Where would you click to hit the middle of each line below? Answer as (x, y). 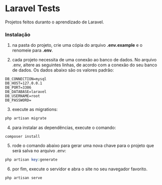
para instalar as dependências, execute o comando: (64, 128)
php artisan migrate (26, 118)
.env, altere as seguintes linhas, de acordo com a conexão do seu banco (84, 65)
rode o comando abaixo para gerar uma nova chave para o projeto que (83, 146)
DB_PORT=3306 (18, 88)
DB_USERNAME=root (23, 96)
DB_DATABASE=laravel (26, 92)
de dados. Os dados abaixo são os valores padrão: (63, 70)
